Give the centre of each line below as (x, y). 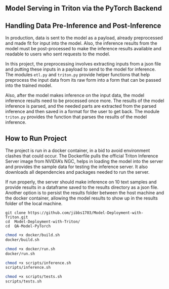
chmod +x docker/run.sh (30, 249)
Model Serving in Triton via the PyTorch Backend (83, 8)
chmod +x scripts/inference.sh (38, 263)
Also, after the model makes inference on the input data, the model (75, 95)
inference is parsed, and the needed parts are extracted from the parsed (81, 106)
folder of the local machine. (34, 204)
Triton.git (17, 217)
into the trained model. (29, 85)
